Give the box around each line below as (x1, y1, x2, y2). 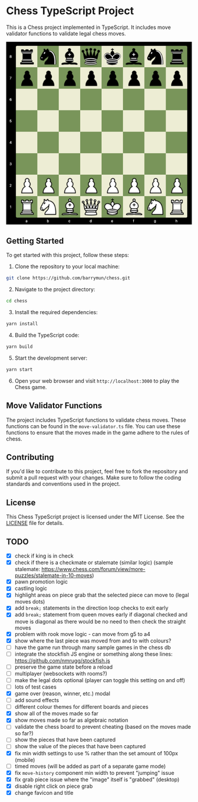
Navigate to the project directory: (14, 286, 95, 293)
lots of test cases (14, 683, 57, 690)
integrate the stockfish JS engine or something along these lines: (14, 650, 173, 657)
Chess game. (14, 383, 47, 390)
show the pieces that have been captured (14, 736, 116, 744)
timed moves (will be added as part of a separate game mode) (14, 762, 166, 770)
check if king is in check (14, 552, 74, 559)
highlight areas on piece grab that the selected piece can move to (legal (14, 592, 190, 599)
